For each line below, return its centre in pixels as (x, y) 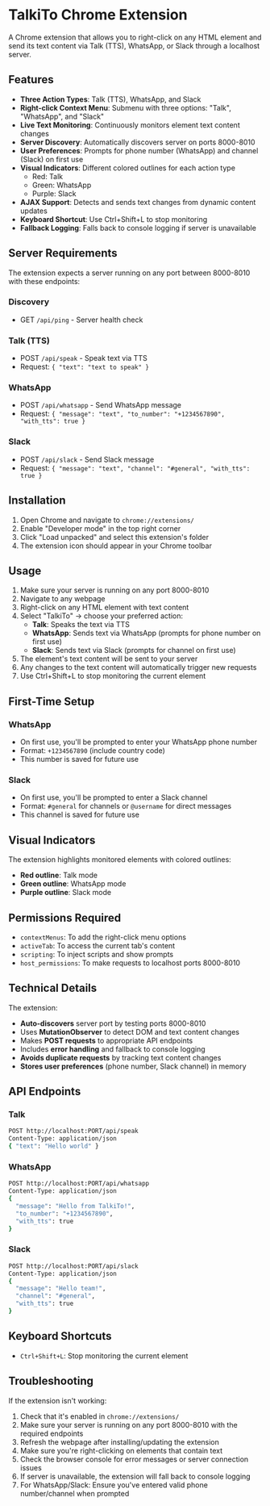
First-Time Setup (52, 701)
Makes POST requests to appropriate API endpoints (106, 1040)
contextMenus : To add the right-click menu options (103, 937)
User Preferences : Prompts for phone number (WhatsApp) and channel (139, 150)
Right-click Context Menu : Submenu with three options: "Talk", (125, 107)
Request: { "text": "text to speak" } (85, 367)
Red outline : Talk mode (59, 875)
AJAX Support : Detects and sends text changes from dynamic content (138, 202)
